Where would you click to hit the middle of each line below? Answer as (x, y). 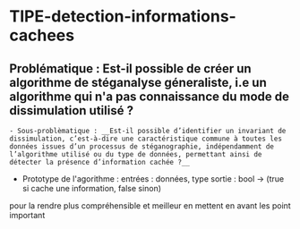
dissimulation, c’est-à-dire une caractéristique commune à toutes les (146, 139)
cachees (42, 35)
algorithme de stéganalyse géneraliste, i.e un (138, 82)
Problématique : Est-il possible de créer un (131, 68)
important (27, 215)
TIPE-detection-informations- (123, 17)
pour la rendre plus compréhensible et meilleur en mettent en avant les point (150, 206)
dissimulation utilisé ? (72, 110)
